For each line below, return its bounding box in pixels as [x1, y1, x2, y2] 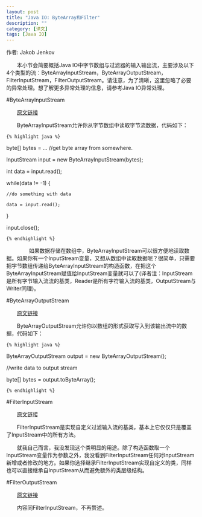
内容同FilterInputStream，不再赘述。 [16, 504, 107, 512]
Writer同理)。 [6, 285, 40, 292]
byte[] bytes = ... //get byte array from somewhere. [6, 145, 133, 152]
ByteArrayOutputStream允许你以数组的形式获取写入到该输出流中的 [16, 322, 182, 330]
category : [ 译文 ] [6, 25, 48, 32]
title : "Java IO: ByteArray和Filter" [6, 15, 101, 21]
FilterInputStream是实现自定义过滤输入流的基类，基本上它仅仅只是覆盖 [16, 424, 192, 431]
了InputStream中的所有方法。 [6, 431, 80, 438]
